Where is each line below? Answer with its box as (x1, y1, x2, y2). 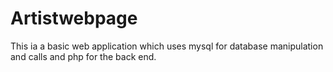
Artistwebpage (10, 7, 138, 30)
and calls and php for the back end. (10, 50, 157, 62)
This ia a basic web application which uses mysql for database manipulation (10, 40, 324, 52)
